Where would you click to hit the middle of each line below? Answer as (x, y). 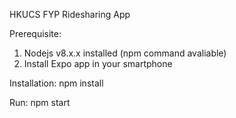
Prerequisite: (35, 33)
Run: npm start (40, 102)
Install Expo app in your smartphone (98, 63)
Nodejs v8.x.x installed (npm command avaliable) (125, 53)
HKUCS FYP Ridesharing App (70, 14)
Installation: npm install (56, 83)
